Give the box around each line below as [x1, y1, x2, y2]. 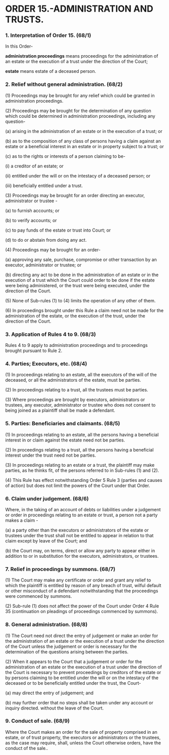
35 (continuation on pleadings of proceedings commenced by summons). [5, 608, 158, 614]
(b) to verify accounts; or [5, 217, 57, 223]
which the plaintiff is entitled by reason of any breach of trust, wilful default [5, 583, 161, 589]
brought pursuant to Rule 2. [5, 347, 63, 354]
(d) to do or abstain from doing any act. [5, 237, 87, 243]
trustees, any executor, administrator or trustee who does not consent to [5, 402, 156, 408]
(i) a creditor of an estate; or [5, 163, 64, 169]
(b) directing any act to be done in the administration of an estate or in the [5, 272, 159, 278]
